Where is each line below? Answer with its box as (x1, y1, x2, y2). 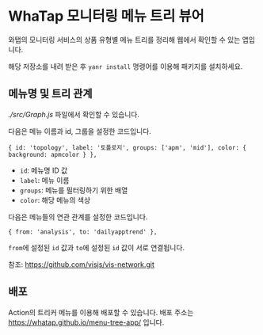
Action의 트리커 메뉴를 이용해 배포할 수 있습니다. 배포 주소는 (8, 307, 194, 317)
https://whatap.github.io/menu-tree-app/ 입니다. (8, 318, 165, 327)
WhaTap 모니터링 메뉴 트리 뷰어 (8, 7, 204, 25)
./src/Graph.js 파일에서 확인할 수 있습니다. (8, 109, 140, 119)
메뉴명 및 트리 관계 (8, 87, 93, 101)
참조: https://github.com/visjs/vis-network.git (8, 259, 154, 269)
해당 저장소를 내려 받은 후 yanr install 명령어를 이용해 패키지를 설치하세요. (8, 61, 243, 71)
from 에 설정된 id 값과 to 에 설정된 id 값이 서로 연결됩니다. (8, 242, 185, 252)
